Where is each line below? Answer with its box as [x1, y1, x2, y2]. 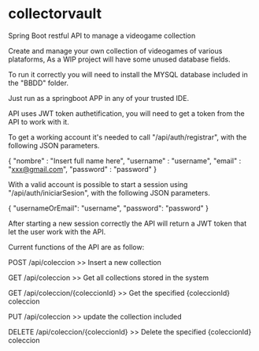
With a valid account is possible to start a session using [8, 179, 188, 189]
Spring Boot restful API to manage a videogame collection [8, 31, 196, 40]
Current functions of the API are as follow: [8, 242, 145, 252]
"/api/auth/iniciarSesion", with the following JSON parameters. [8, 188, 210, 197]
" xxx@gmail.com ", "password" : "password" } [8, 164, 157, 174]
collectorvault [8, 5, 102, 23]
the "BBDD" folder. [8, 78, 69, 88]
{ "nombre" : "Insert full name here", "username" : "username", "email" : [8, 155, 242, 166]
